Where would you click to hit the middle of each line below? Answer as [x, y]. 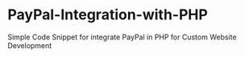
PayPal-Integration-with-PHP [108, 15]
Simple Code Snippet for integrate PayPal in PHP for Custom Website [122, 37]
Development [30, 45]
